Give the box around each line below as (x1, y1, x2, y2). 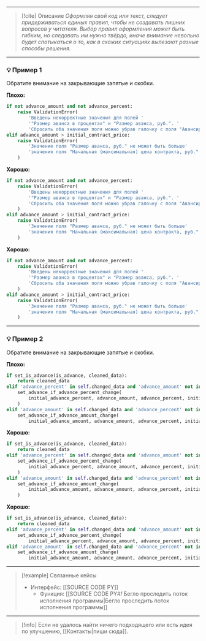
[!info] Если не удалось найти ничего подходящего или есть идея (21, 621, 193, 629)
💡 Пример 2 (6, 335, 44, 343)
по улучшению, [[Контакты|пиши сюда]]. (21, 628, 129, 635)
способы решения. (21, 45, 71, 52)
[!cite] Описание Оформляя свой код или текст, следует (21, 12, 168, 19)
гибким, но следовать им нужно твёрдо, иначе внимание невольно (21, 32, 200, 39)
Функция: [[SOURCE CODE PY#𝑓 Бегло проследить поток (39, 590, 188, 597)
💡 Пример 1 (6, 66, 42, 74)
